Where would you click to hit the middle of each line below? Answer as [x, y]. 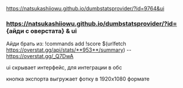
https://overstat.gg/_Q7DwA [40, 56]
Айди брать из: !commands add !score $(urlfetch [66, 44]
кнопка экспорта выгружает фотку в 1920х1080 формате [78, 79]
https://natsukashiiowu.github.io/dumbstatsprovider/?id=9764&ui [85, 9]
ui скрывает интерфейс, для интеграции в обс [64, 67]
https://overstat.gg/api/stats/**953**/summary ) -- [69, 50]
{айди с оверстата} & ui [42, 31]
